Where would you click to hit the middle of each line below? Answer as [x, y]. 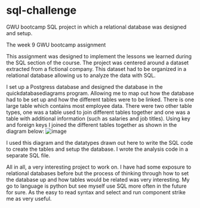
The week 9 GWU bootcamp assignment [56, 45]
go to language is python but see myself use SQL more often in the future [96, 186]
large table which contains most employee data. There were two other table [99, 105]
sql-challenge [41, 10]
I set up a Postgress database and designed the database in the [84, 86]
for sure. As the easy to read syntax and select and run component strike [96, 192]
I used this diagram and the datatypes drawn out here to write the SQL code [100, 142]
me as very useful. [29, 198]
